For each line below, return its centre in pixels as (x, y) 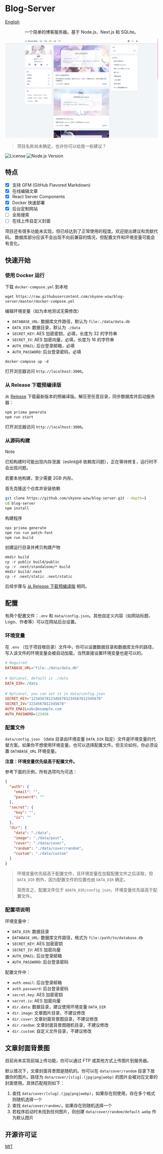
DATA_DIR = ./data (21, 683)
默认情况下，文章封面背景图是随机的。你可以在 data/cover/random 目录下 (78, 1071)
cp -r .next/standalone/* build (38, 567)
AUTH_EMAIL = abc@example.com (33, 709)
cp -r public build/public (32, 562)
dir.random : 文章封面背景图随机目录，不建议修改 (60, 1025)
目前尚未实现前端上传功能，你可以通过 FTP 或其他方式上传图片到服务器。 (78, 1061)
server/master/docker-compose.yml (40, 302)
